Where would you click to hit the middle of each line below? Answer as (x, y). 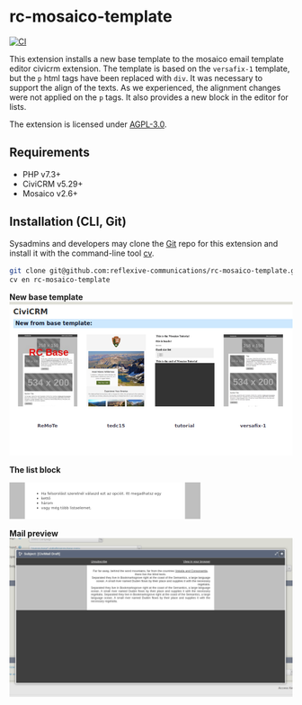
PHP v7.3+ (41, 174)
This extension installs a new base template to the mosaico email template (147, 59)
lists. (18, 106)
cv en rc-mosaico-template (60, 280)
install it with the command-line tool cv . (82, 253)
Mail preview (34, 534)
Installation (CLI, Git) (68, 222)
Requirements (49, 153)
